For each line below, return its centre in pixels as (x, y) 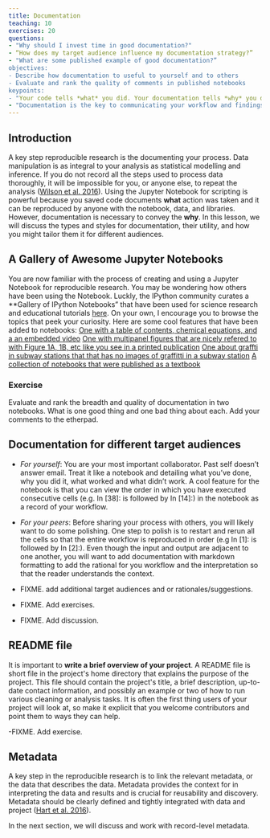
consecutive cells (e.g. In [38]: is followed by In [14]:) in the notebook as (139, 498)
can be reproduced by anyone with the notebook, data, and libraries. (122, 208)
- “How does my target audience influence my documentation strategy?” (131, 53)
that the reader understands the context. (87, 573)
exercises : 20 (32, 31)
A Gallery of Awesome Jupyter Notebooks (116, 259)
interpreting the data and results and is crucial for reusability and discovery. (133, 793)
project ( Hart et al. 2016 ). (50, 810)
